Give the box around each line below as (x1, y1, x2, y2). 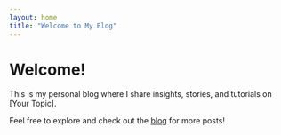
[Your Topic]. (9, 99, 57, 109)
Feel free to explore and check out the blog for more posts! (9, 115, 225, 126)
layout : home (9, 12, 58, 22)
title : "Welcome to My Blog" (9, 21, 117, 30)
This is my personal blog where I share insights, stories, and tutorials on (9, 89, 273, 99)
